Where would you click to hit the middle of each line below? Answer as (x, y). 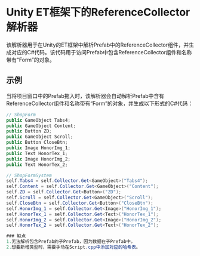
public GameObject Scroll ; (40, 137)
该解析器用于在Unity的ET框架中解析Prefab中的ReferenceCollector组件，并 (98, 45)
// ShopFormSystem (29, 175)
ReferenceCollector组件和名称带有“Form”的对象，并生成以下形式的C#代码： (100, 103)
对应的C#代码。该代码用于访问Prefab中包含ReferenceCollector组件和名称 (101, 52)
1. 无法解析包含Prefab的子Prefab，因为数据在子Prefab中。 (71, 242)
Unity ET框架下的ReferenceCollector (98, 12)
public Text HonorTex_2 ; (37, 165)
